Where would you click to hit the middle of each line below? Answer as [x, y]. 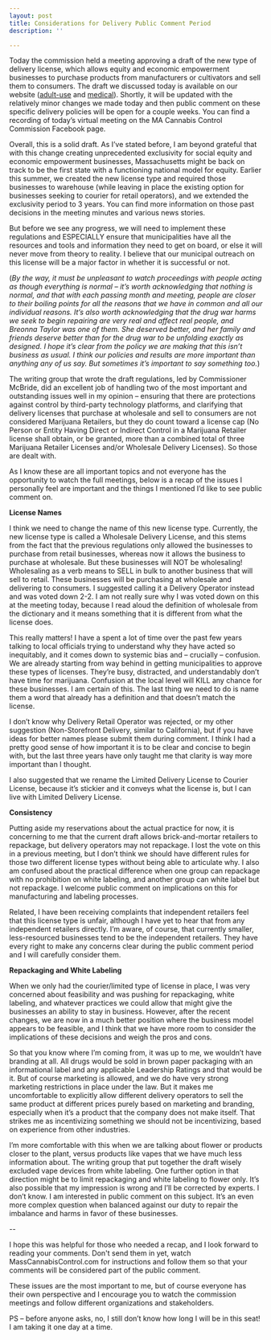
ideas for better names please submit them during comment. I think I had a [133, 739]
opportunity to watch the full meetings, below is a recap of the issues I [126, 480]
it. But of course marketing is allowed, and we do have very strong [119, 1079]
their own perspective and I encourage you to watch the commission [123, 1294]
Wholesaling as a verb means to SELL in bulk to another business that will [131, 571]
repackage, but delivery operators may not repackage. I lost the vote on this [135, 846]
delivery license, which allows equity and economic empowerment [119, 69]
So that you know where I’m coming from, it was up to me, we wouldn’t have [135, 1053]
